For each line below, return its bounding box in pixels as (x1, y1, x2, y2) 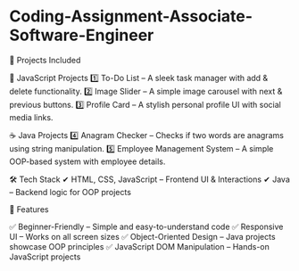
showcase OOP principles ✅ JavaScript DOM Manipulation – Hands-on (9, 241, 270, 251)
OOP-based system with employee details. (9, 156, 166, 167)
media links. (9, 111, 54, 122)
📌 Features (9, 203, 49, 215)
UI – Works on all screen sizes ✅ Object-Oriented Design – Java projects (9, 231, 276, 242)
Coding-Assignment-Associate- (9, 6, 253, 27)
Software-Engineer (9, 25, 154, 45)
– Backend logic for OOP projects (9, 186, 132, 197)
